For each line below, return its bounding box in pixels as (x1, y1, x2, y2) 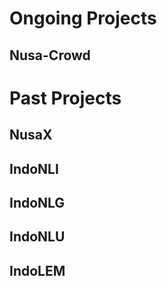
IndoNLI (9, 160, 59, 177)
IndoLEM (9, 262, 66, 279)
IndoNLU (9, 228, 66, 246)
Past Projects (9, 87, 122, 109)
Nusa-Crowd (9, 47, 91, 64)
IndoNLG (9, 194, 66, 211)
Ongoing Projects (9, 7, 157, 30)
